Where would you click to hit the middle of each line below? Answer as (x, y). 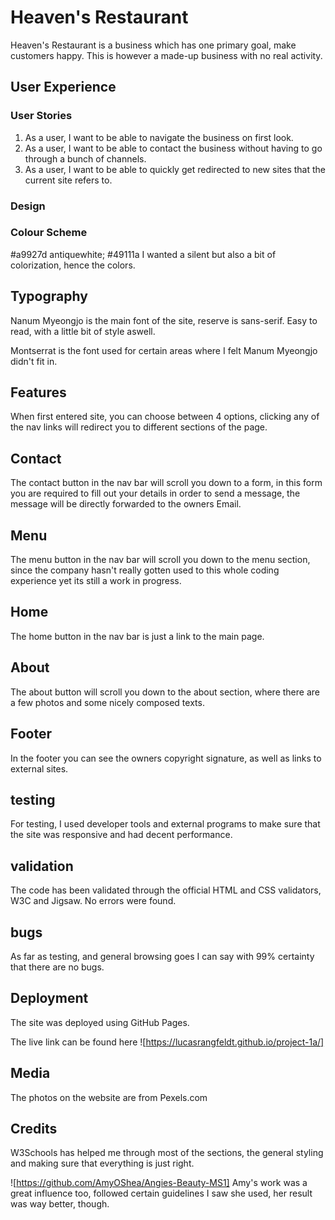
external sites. (39, 768)
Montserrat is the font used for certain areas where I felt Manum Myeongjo (164, 350)
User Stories (41, 116)
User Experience (63, 87)
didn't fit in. (34, 361)
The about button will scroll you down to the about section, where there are (165, 692)
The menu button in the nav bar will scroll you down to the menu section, (160, 560)
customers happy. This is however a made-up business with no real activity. (166, 55)
